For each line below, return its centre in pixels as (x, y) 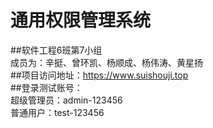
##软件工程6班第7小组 (56, 50)
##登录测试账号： (46, 87)
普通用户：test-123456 (57, 112)
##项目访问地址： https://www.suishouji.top (99, 75)
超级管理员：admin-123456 (66, 100)
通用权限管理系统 (81, 20)
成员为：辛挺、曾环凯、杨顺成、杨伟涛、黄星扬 (106, 62)
